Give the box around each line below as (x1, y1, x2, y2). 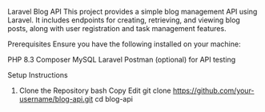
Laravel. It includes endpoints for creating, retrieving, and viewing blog (7, 15, 241, 25)
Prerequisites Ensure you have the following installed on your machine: (7, 39, 241, 49)
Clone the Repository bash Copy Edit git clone (18, 86, 171, 95)
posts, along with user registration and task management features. (7, 24, 227, 33)
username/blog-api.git (18, 94, 94, 103)
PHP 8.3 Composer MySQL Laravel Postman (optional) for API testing (7, 55, 236, 64)
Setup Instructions (7, 70, 69, 79)
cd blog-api (94, 94, 134, 103)
